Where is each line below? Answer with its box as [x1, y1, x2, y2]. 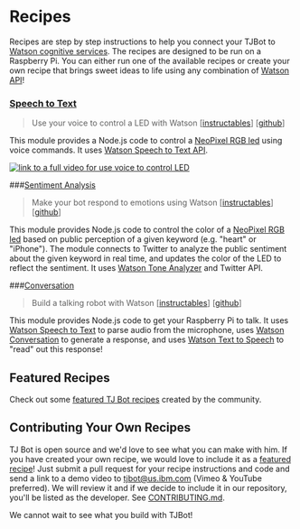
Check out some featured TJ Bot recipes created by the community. [9, 394, 262, 405]
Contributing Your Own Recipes [9, 420, 192, 435]
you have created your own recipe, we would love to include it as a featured [9, 453, 292, 464]
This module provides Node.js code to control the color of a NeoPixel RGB [9, 224, 285, 236]
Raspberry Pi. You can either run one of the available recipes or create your [9, 55, 291, 66]
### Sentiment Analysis [9, 180, 97, 190]
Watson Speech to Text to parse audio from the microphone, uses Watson [9, 325, 285, 336]
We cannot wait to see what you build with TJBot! [9, 509, 193, 520]
